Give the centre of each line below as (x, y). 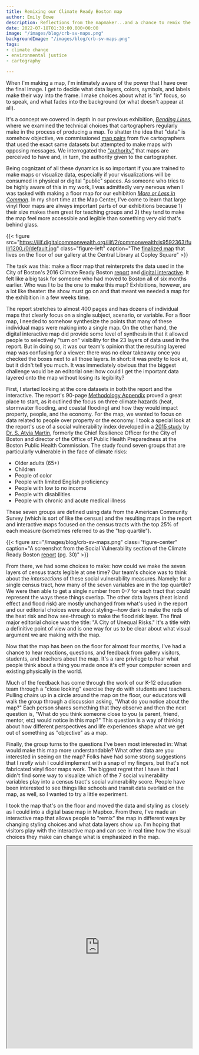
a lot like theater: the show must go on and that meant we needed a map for (98, 291)
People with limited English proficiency (62, 482)
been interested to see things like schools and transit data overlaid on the (95, 788)
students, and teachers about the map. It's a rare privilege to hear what (92, 658)
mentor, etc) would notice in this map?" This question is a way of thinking (95, 720)
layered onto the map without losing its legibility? (65, 377)
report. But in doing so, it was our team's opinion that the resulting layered (96, 346)
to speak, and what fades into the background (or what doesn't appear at (95, 101)
